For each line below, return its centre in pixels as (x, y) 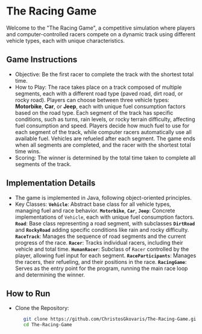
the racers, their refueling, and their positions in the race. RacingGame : (101, 262)
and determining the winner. (50, 275)
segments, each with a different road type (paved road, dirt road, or (99, 93)
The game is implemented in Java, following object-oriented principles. (103, 198)
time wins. (28, 151)
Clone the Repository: (42, 308)
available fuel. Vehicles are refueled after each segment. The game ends (105, 138)
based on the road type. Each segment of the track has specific (94, 112)
